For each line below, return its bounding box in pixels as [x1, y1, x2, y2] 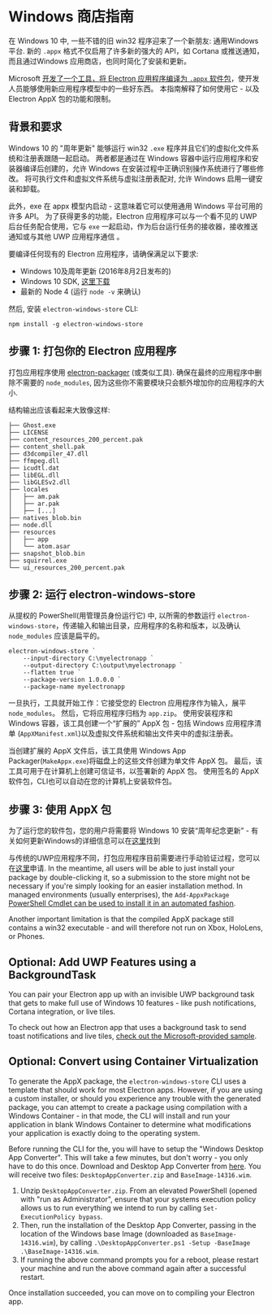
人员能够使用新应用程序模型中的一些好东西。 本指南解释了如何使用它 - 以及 [8, 83, 260, 94]
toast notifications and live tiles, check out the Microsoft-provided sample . [8, 1031, 257, 1041]
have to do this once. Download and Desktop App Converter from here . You [8, 1161, 261, 1171]
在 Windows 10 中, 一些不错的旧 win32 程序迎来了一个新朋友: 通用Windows [8, 36, 259, 46]
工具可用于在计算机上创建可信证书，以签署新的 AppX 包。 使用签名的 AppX [8, 766, 260, 776]
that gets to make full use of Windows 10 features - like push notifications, [8, 998, 257, 1007]
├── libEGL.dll [8, 471, 60, 479]
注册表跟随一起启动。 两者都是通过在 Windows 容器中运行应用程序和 [22, 153, 252, 163]
